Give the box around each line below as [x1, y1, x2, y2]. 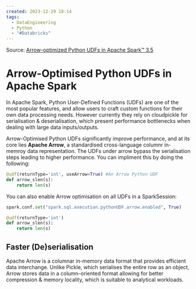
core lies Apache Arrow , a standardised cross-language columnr [6, 141, 163, 148]
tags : [6, 14, 19, 20]
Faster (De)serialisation [6, 242, 94, 252]
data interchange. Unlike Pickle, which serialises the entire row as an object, [6, 264, 190, 270]
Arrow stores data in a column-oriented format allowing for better [6, 270, 164, 277]
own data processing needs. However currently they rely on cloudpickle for [6, 111, 188, 118]
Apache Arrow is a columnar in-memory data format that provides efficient [6, 257, 186, 264]
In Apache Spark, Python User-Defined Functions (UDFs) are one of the [6, 99, 179, 106]
